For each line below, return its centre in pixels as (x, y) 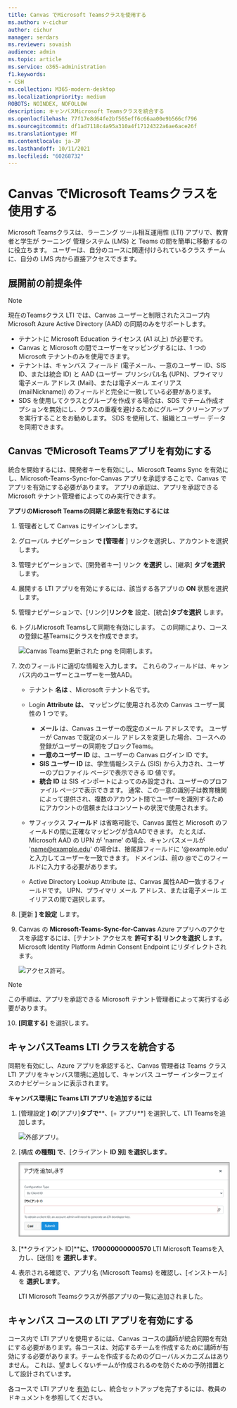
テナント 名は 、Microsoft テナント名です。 (91, 690)
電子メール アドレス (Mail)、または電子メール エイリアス (100, 383)
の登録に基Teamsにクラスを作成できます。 (80, 636)
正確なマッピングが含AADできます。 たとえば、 (141, 831)
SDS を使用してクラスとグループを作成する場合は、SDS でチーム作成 (118, 400)
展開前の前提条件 (45, 283)
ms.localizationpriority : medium (57, 96)
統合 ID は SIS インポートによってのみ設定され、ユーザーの (124, 781)
